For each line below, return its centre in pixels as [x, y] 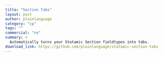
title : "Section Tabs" [28, 10]
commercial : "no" [23, 33]
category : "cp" [21, 24]
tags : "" [14, 28]
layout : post [19, 14]
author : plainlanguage [28, 19]
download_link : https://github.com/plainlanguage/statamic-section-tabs [82, 47]
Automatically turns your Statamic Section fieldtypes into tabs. [80, 42]
